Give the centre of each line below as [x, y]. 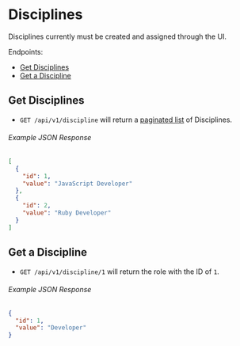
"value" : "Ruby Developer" [67, 213]
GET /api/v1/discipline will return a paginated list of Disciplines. [126, 120]
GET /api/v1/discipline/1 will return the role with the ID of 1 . [119, 272]
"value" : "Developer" [51, 328]
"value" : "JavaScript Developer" [78, 184]
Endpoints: [26, 51]
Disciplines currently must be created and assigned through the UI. [118, 36]
